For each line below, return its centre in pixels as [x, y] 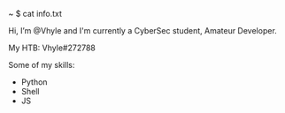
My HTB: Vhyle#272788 [52, 48]
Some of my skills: [42, 65]
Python [34, 82]
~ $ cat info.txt [35, 14]
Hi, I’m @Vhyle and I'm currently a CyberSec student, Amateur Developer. [143, 30]
